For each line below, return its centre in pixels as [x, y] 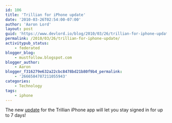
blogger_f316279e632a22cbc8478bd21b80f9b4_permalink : [64, 72]
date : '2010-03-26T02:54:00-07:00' [43, 19]
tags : [11, 91]
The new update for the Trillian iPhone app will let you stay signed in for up [84, 110]
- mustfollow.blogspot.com [43, 57]
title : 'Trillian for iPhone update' [46, 15]
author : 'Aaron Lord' [28, 24]
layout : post [19, 29]
